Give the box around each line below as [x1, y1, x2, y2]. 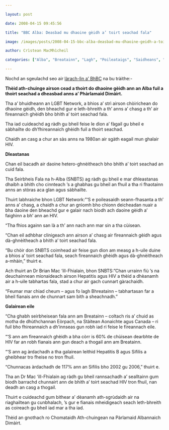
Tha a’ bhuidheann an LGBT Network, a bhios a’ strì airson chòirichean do [5, 100, 158, 106]
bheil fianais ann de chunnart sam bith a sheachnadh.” [5, 293, 118, 299]
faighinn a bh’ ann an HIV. [5, 213, 58, 218]
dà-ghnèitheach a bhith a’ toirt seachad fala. [5, 237, 97, 243]
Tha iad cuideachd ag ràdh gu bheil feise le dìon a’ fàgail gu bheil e [5, 121, 144, 127]
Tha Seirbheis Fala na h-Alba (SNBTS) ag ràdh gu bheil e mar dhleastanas [5, 176, 158, 182]
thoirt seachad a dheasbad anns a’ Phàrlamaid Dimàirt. [5, 91, 123, 96]
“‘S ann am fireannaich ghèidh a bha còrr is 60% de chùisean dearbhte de [5, 334, 159, 339]
